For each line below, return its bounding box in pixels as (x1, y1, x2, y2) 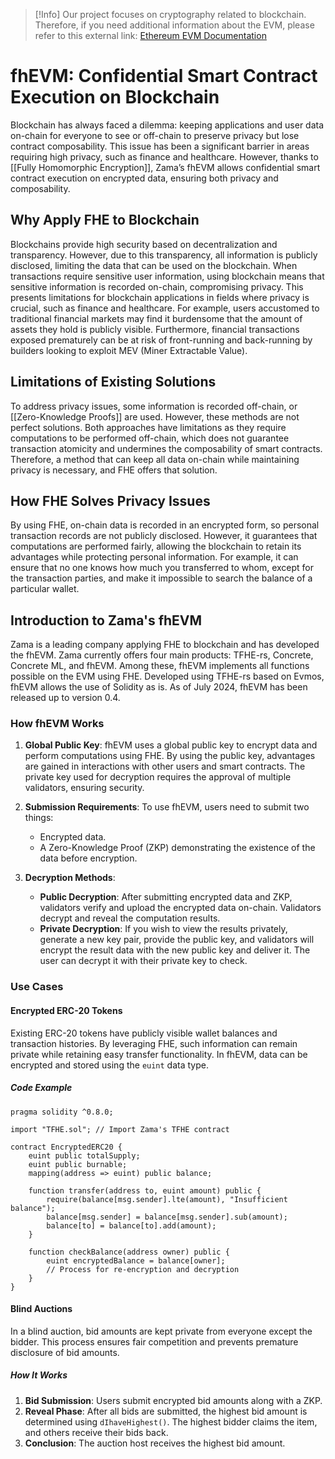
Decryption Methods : (24, 872, 116, 884)
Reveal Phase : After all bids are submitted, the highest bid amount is (24, 1405, 308, 1417)
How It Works (10, 1369, 68, 1381)
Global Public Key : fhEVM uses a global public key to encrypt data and (24, 739, 318, 751)
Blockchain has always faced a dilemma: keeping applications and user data (10, 119, 325, 131)
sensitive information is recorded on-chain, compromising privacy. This (10, 280, 304, 293)
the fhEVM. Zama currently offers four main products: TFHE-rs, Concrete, (10, 649, 314, 661)
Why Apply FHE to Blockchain (10, 212, 200, 229)
